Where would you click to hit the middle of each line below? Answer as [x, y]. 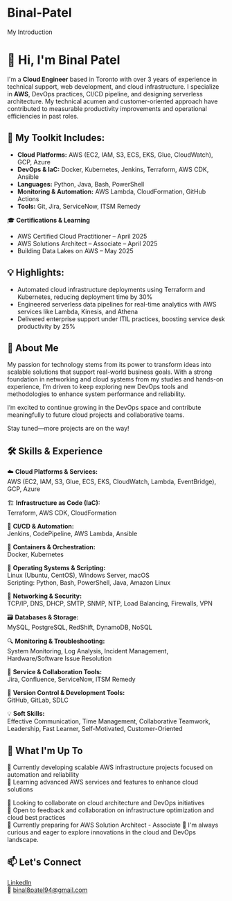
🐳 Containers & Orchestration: [51, 547]
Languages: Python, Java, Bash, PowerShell [81, 184]
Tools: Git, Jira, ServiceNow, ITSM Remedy [79, 206]
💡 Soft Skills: [26, 714]
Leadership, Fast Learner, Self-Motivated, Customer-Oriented [95, 729]
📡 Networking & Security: [44, 596]
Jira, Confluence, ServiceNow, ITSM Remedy [72, 679]
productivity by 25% [46, 326]
